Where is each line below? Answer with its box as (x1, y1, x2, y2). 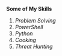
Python (14, 30, 33, 37)
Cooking (14, 37, 36, 43)
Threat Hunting (14, 43, 53, 50)
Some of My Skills (6, 5, 52, 12)
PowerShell (14, 24, 43, 30)
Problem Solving (14, 17, 56, 24)
